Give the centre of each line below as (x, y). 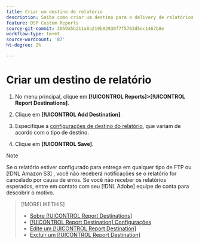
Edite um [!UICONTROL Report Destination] (83, 228)
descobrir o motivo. (30, 193)
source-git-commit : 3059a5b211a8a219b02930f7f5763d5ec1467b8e (85, 28)
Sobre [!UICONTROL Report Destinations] (81, 215)
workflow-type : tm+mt (33, 34)
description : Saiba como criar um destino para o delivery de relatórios (100, 17)
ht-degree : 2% (24, 45)
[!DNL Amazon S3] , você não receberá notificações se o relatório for (91, 173)
